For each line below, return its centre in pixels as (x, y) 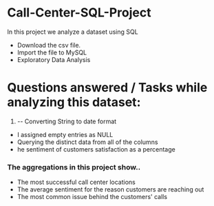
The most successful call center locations (76, 182)
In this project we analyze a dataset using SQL (73, 32)
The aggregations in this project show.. (74, 167)
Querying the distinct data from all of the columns (87, 142)
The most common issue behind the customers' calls (92, 197)
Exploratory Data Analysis (54, 59)
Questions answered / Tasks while (107, 88)
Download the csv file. (49, 45)
